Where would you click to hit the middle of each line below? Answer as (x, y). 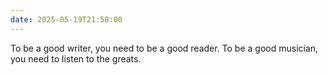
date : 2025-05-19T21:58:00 (66, 19)
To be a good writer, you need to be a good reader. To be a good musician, (164, 48)
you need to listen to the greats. (76, 58)
